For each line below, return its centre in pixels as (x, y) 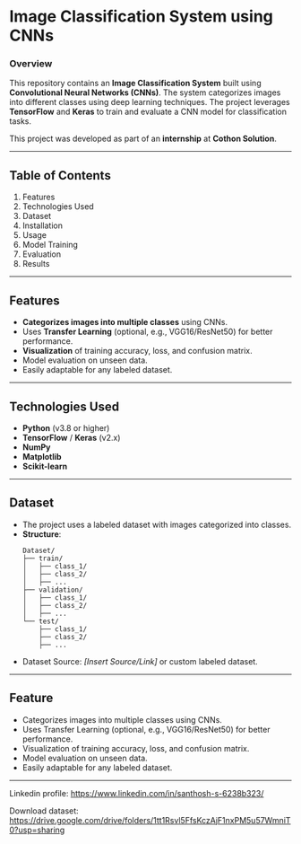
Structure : (42, 534)
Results (36, 264)
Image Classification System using (141, 17)
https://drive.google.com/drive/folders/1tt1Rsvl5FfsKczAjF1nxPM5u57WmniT (150, 820)
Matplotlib (42, 456)
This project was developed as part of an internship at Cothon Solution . (143, 139)
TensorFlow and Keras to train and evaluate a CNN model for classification (148, 112)
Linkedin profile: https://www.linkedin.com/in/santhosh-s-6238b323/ (137, 793)
